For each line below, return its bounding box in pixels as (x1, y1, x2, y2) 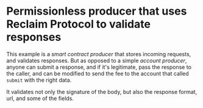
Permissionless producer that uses (6, 4, 187, 18)
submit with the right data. (6, 76, 72, 84)
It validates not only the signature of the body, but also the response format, (6, 88, 198, 95)
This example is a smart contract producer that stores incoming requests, (6, 50, 191, 57)
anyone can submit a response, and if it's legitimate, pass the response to (6, 63, 192, 71)
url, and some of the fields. (6, 95, 74, 102)
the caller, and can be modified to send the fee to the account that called (6, 70, 189, 77)
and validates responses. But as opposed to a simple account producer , (6, 57, 187, 64)
